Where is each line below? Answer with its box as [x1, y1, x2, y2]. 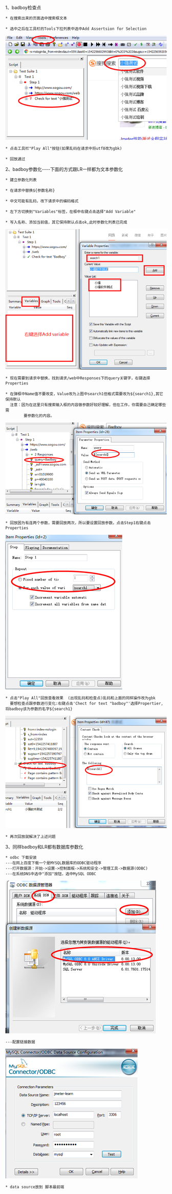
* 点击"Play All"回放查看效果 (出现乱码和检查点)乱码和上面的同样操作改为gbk [5, 696, 156, 701]
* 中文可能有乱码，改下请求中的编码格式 [5, 198, 79, 204]
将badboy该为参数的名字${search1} [5, 706, 73, 712]
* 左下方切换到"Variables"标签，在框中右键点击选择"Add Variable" [5, 209, 136, 214]
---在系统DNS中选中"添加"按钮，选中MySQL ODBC [5, 871, 96, 876]
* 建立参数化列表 [5, 177, 37, 182]
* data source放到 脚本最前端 [5, 1184, 64, 1189]
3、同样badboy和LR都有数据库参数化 [5, 843, 83, 850]
